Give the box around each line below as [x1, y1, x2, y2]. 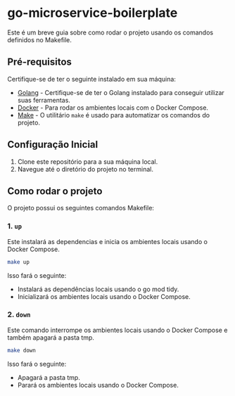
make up [7, 258, 30, 265]
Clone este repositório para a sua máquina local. [17, 157, 158, 166]
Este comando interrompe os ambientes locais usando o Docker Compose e [7, 326, 228, 334]
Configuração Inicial [7, 139, 99, 151]
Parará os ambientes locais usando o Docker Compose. [17, 381, 179, 389]
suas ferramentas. [17, 96, 70, 104]
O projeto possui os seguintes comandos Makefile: [7, 204, 155, 212]
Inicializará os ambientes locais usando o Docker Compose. [17, 292, 191, 300]
